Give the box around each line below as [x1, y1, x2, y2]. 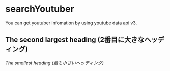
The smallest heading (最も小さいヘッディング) [5, 60, 104, 66]
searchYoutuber [5, 3, 75, 15]
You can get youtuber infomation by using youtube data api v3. [5, 20, 137, 26]
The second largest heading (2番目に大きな [5, 36, 145, 44]
